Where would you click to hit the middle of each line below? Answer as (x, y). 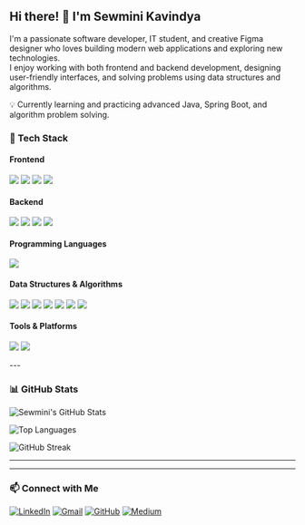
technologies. (35, 58)
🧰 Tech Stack (39, 138)
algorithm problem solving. (59, 114)
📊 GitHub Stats (44, 389)
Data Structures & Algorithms (66, 284)
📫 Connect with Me (54, 488)
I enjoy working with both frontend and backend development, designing (145, 67)
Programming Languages (58, 243)
